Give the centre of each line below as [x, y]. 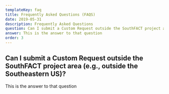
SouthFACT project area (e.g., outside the [72, 66]
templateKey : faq [23, 10]
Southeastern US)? [36, 74]
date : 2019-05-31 [23, 19]
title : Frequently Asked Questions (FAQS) [50, 15]
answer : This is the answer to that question [54, 33]
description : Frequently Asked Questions [49, 24]
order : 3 [14, 38]
